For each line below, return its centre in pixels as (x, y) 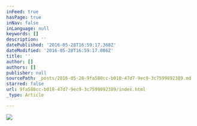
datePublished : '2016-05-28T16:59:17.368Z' (61, 45)
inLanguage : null (28, 28)
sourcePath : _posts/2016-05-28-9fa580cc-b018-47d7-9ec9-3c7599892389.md (99, 78)
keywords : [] (22, 34)
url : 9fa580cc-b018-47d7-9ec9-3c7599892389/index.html (76, 90)
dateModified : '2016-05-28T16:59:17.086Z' (60, 51)
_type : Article (25, 95)
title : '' (19, 56)
